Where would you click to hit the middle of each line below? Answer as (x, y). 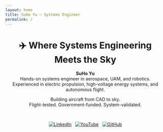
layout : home (19, 10)
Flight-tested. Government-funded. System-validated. (85, 105)
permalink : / (19, 19)
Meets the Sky (85, 59)
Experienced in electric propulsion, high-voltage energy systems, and (85, 84)
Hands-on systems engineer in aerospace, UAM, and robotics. (85, 79)
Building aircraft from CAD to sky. (85, 100)
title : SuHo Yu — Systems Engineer (43, 15)
